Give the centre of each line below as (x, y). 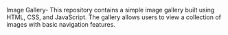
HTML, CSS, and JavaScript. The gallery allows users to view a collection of (114, 17)
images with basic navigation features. (61, 24)
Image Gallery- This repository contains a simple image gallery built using (111, 10)
